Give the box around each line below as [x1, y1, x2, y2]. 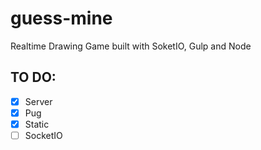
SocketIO [24, 129, 63, 141]
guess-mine [10, 7, 113, 30]
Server [24, 95, 53, 107]
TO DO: [10, 69, 57, 86]
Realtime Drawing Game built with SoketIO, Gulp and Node [10, 40, 252, 52]
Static [24, 118, 50, 130]
